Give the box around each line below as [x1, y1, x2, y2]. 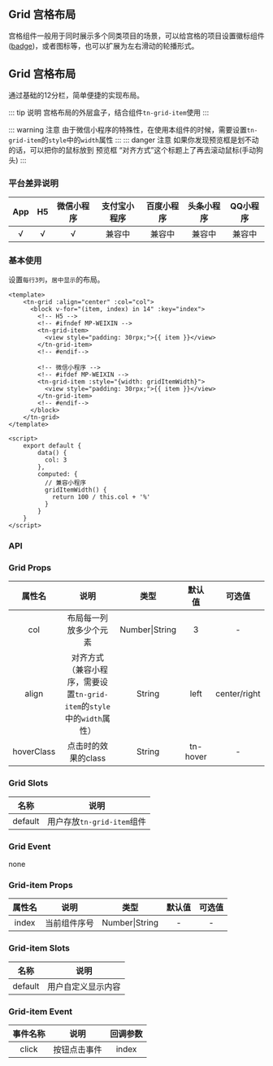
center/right [214, 688, 261, 700]
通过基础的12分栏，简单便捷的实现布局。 [8, 90, 145, 100]
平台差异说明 [8, 177, 59, 188]
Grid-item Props [8, 879, 73, 890]
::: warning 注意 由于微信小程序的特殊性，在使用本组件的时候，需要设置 [8, 124, 248, 134]
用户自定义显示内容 [47, 981, 121, 992]
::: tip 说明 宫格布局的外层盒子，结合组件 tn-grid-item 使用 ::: [8, 107, 210, 117]
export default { [23, 442, 82, 450]
